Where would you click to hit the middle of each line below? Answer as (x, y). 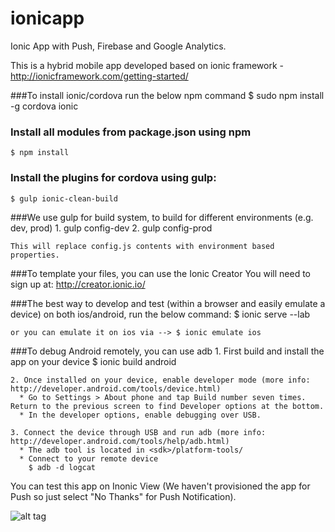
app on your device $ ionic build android (93, 361)
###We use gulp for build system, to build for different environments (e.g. (162, 217)
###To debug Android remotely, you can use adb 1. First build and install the (167, 351)
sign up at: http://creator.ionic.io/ (78, 284)
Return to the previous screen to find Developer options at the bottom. (167, 406)
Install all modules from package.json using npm (131, 132)
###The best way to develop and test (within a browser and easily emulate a (168, 303)
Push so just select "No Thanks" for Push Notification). (123, 496)
